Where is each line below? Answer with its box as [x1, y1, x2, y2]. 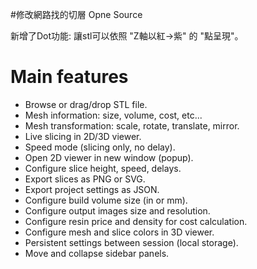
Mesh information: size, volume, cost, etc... [24, 109, 203, 121]
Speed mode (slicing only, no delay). [24, 141, 176, 153]
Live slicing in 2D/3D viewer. [24, 130, 142, 142]
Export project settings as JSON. [24, 183, 160, 195]
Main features [10, 66, 129, 88]
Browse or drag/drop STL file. [24, 98, 148, 110]
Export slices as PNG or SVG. [24, 173, 146, 185]
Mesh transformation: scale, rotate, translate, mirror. [24, 119, 240, 132]
